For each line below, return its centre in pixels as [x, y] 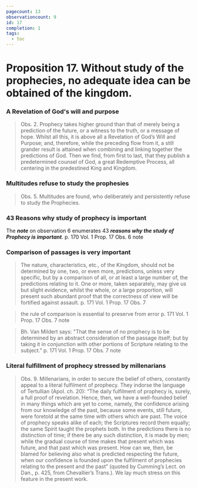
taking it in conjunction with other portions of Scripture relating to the [104, 344]
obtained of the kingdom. [69, 93]
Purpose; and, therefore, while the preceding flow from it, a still [97, 143]
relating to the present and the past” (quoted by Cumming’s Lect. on [103, 466]
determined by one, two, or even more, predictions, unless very [97, 271]
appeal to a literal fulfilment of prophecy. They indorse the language [103, 385]
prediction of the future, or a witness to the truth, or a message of [100, 131]
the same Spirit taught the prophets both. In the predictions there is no [106, 428]
